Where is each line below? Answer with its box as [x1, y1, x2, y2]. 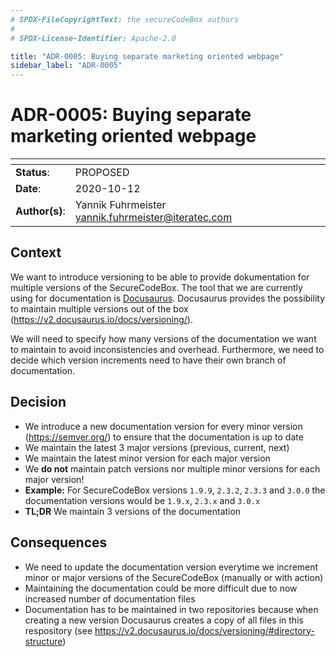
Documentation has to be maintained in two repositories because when [24, 603, 319, 615]
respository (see [24, 624, 93, 636]
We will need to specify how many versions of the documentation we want [10, 332, 317, 345]
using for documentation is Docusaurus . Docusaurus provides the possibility [10, 292, 325, 304]
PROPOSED [74, 166, 130, 180]
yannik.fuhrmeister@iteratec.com [74, 211, 233, 225]
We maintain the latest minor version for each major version [24, 452, 271, 464]
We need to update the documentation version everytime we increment [24, 561, 319, 573]
